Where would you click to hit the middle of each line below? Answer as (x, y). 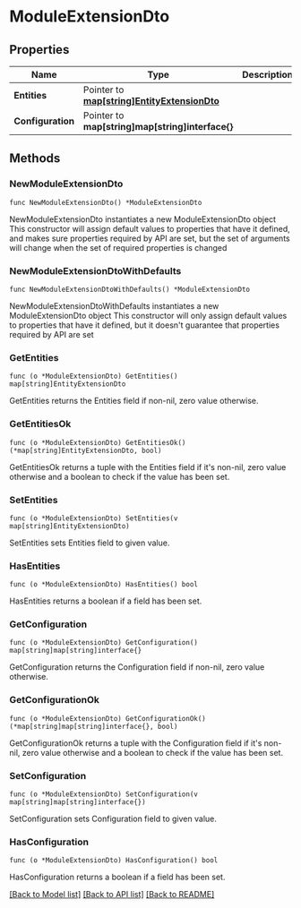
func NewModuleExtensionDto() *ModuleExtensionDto (106, 202)
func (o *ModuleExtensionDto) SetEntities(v (94, 518)
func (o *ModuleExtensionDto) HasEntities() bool (104, 585)
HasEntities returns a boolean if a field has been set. (106, 601)
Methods (35, 158)
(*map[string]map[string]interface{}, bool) (94, 726)
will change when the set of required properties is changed (118, 247)
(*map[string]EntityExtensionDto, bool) (86, 450)
